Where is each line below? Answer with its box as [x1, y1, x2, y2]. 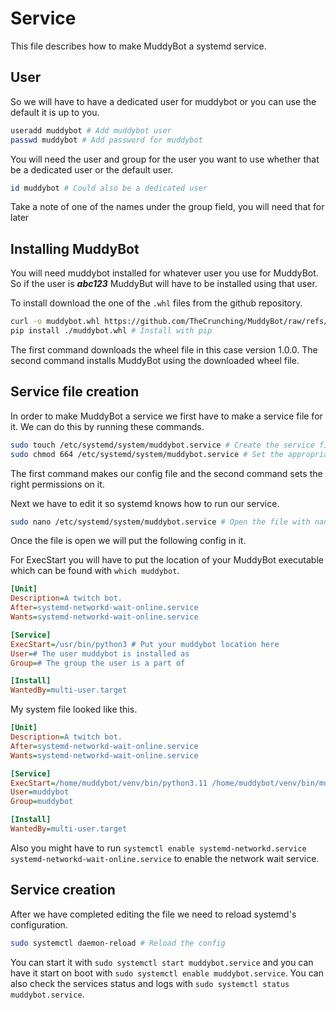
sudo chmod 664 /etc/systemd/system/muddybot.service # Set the [10, 449, 284, 459]
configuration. [10, 918, 68, 931]
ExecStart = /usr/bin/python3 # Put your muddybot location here [10, 639, 280, 649]
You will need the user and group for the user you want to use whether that [10, 153, 320, 165]
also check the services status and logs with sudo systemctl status [10, 977, 290, 989]
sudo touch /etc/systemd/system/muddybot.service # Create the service [10, 440, 315, 450]
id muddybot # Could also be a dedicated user [10, 183, 208, 193]
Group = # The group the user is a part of [10, 658, 186, 668]
